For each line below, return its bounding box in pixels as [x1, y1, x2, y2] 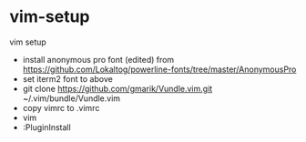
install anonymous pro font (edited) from [22, 54, 175, 65]
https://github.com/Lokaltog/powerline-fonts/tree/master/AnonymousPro [22, 64, 297, 75]
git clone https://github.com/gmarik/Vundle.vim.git [22, 83, 213, 94]
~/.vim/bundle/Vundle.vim [22, 93, 121, 104]
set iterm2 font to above [22, 73, 114, 84]
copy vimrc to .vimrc [22, 102, 100, 113]
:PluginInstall [22, 121, 71, 133]
